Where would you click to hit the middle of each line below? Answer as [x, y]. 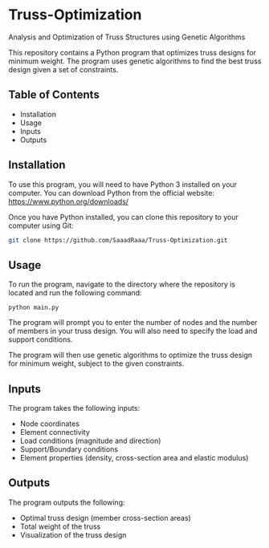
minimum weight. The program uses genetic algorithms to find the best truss [135, 61]
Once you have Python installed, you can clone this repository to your [123, 217]
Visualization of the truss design [73, 534]
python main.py [34, 308]
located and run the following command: [75, 293]
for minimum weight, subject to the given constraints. [96, 363]
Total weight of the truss [60, 526]
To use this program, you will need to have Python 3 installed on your [123, 184]
